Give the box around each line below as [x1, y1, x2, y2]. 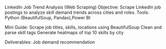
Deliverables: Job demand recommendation [5, 39, 95, 45]
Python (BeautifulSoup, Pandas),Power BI [5, 15, 91, 20]
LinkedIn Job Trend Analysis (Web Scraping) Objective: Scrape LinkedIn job [5, 4, 161, 10]
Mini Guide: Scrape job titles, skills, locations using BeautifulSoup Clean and [5, 24, 162, 30]
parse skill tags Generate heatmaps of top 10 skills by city [5, 30, 124, 35]
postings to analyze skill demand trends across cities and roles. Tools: [5, 9, 149, 15]
